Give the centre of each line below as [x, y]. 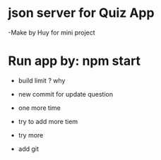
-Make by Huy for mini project [52, 32]
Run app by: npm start [74, 61]
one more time [39, 108]
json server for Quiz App [81, 13]
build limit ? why [42, 80]
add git [29, 149]
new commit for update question [66, 94]
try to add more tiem [48, 121]
